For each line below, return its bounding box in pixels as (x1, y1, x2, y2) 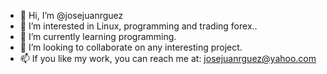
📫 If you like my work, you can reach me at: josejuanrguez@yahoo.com (19, 53, 317, 64)
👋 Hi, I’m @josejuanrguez (19, 10, 124, 21)
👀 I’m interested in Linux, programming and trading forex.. (19, 20, 258, 32)
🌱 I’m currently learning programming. (19, 31, 177, 42)
